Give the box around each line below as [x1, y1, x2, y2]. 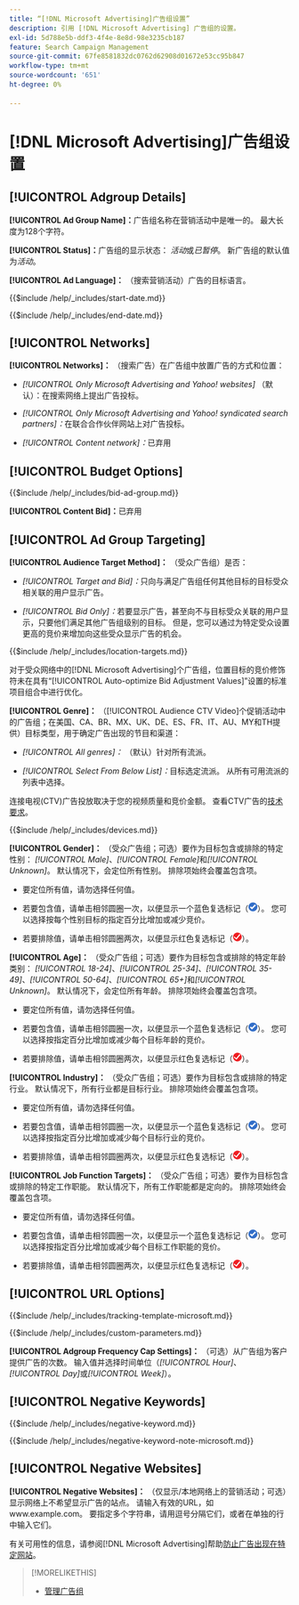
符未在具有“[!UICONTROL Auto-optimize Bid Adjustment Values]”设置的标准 [9, 676, 287, 686]
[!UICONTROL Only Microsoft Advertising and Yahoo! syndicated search [21, 408, 288, 418]
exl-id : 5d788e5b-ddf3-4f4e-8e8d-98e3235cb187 [9, 33, 185, 42]
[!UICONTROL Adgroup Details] [9, 190, 187, 205]
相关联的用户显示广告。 [21, 588, 109, 598]
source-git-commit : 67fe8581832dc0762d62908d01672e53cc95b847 [9, 52, 245, 61]
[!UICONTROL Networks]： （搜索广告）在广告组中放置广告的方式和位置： [9, 361, 285, 371]
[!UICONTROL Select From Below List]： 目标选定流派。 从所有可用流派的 [21, 766, 289, 776]
